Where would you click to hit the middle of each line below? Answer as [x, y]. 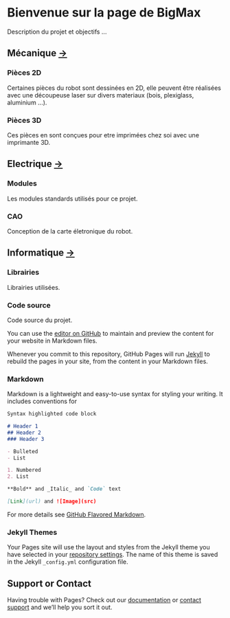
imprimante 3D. [29, 142]
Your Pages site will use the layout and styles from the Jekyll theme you [109, 547]
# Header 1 [23, 426]
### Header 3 [26, 439]
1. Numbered [24, 470]
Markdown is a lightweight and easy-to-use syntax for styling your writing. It [115, 394]
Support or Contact [49, 583]
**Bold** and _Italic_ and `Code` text [64, 489]
